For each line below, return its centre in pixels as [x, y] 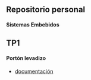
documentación [34, 71]
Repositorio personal [46, 10]
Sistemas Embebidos [33, 24]
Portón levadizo [26, 58]
